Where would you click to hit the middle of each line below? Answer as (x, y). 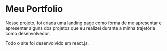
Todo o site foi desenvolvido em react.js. (47, 43)
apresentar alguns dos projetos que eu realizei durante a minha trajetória (80, 28)
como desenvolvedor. (28, 33)
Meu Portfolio (34, 9)
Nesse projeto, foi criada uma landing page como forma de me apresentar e (83, 23)
